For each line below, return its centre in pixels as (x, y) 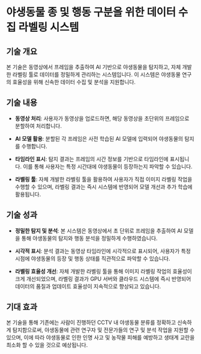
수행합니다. (34, 146)
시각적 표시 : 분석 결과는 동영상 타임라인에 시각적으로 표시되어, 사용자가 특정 (103, 251)
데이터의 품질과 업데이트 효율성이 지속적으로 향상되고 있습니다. (88, 286)
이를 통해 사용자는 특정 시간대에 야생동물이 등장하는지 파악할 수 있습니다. (108, 166)
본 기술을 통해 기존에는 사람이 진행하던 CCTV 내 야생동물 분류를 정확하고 (91, 323)
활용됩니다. (28, 194)
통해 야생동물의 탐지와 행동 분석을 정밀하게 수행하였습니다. (89, 238)
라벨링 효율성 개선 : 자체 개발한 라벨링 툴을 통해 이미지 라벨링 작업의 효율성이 (103, 271)
